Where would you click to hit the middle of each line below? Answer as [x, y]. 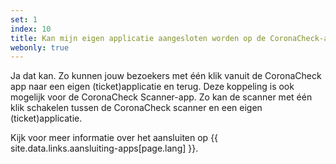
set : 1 [24, 19]
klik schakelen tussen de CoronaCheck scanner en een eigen [136, 108]
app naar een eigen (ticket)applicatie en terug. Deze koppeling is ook [152, 87]
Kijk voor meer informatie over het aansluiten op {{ [114, 138]
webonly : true [40, 47]
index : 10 [31, 29]
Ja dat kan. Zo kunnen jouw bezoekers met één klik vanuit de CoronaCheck [166, 76]
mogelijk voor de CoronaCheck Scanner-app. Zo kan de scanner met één [161, 97]
